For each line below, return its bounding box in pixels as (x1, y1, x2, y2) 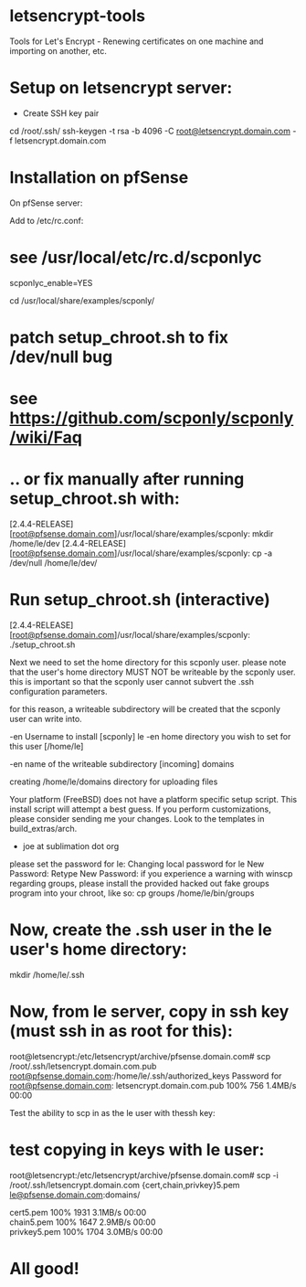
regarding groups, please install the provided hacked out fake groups (9, 878, 269, 888)
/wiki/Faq (9, 427, 82, 448)
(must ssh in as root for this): (9, 1021, 233, 1042)
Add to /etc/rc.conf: (9, 215, 84, 226)
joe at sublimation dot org (22, 841, 120, 851)
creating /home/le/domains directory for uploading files (9, 776, 218, 787)
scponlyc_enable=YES (9, 277, 93, 288)
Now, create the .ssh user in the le (9, 920, 272, 941)
